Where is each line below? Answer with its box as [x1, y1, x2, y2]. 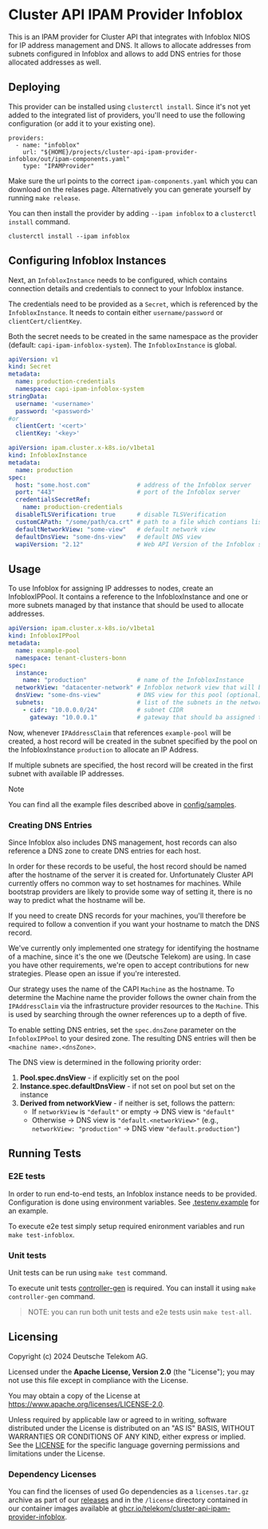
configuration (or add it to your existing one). [8, 118, 156, 128]
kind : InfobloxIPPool [8, 632, 81, 640]
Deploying [8, 81, 61, 94]
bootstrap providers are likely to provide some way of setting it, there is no [8, 887, 253, 897]
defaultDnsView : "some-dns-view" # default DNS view [15, 533, 202, 541]
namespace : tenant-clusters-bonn [15, 654, 127, 662]
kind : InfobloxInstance [8, 451, 88, 459]
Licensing [8, 1330, 58, 1344]
